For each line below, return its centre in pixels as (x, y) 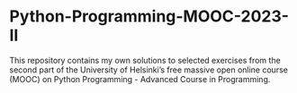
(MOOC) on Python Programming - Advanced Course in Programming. (140, 79)
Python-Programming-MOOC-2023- (149, 17)
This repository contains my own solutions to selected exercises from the (145, 60)
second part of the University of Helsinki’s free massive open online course (148, 70)
